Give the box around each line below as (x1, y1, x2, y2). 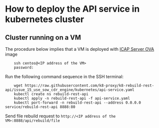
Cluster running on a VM (5, 33, 81, 42)
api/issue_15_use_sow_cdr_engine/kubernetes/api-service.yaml (5, 87, 135, 92)
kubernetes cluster (5, 14, 84, 25)
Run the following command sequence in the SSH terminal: (5, 74, 124, 79)
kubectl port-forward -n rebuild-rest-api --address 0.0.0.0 (14, 100, 141, 105)
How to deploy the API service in (5, 3, 140, 15)
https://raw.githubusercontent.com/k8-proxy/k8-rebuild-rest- (24, 83, 154, 88)
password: (14, 65, 34, 70)
